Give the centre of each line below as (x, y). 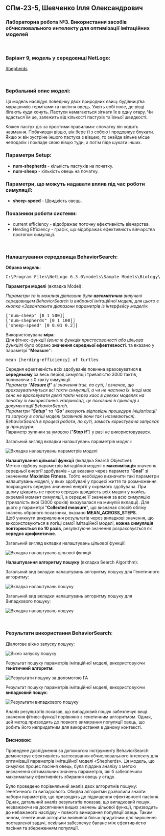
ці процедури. (20, 427)
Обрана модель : (23, 268)
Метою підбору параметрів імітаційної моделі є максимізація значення (81, 466)
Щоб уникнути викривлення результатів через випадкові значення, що (80, 518)
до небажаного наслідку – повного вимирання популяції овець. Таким (79, 812)
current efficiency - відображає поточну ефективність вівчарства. (81, 224)
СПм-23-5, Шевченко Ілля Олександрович (74, 8)
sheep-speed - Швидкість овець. (47, 201)
